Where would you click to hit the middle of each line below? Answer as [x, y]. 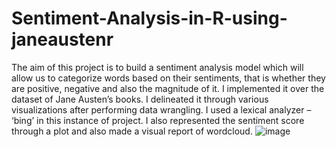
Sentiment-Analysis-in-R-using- [149, 18]
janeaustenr [62, 39]
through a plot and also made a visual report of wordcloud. [132, 131]
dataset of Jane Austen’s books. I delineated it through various [140, 99]
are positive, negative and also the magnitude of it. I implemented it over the [168, 88]
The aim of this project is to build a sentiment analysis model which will [157, 67]
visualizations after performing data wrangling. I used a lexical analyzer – [161, 109]
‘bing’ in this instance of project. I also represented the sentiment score [158, 120]
